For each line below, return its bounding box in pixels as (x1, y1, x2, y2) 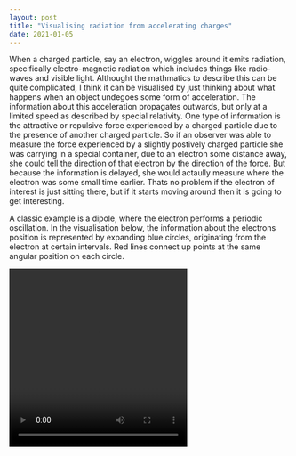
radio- (248, 63, 271, 74)
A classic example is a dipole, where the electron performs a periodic (9, 213, 263, 224)
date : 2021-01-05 (9, 29, 74, 38)
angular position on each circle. (9, 251, 124, 262)
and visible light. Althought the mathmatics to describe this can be (35, 73, 277, 84)
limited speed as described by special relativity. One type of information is (9, 110, 282, 121)
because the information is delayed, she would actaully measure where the (9, 167, 284, 178)
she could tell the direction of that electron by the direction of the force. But (9, 158, 286, 169)
